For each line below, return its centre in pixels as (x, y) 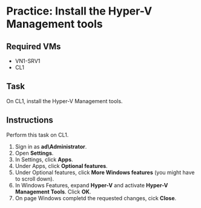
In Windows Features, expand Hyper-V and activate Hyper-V (91, 185)
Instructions (30, 120)
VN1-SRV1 (28, 61)
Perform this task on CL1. (38, 135)
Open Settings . (34, 153)
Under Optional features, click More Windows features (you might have (105, 172)
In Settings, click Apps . (44, 159)
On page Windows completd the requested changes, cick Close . (96, 198)
